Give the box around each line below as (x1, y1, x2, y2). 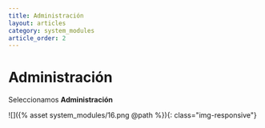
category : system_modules (8, 26, 94, 34)
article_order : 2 (8, 34, 66, 42)
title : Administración (8, 11, 84, 20)
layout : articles (8, 19, 66, 27)
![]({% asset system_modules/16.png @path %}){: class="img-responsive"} (8, 110, 258, 120)
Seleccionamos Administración (8, 95, 114, 105)
